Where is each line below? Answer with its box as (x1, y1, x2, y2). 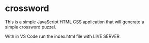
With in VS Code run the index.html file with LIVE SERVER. (5, 33, 121, 39)
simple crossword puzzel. (5, 24, 57, 29)
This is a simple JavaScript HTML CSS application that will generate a (5, 19, 144, 25)
